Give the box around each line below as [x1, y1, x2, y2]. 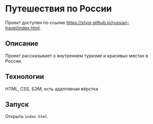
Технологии [5, 72, 44, 81]
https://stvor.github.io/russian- [66, 19, 129, 25]
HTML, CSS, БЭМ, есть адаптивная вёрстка [5, 85, 98, 91]
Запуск [5, 100, 29, 108]
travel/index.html [5, 24, 40, 30]
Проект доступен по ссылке [5, 19, 65, 25]
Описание [5, 39, 38, 48]
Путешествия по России [5, 3, 112, 14]
